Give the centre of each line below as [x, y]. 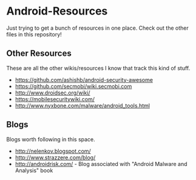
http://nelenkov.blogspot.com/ [53, 151]
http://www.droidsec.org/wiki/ [52, 93]
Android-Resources [57, 11]
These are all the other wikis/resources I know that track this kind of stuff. [98, 68]
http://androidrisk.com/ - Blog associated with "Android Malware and [101, 164]
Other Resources [39, 54]
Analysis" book [34, 170]
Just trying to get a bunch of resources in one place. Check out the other [98, 28]
